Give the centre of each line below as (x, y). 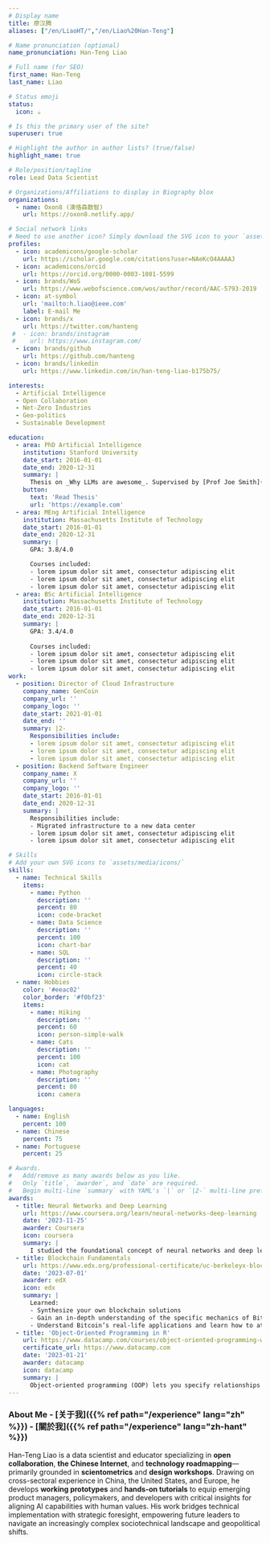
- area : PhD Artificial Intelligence (79, 445)
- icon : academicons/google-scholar (77, 251)
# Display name (34, 16)
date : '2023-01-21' (55, 1356)
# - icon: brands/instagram (61, 334)
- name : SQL (49, 952)
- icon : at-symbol (47, 297)
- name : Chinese (43, 1131)
